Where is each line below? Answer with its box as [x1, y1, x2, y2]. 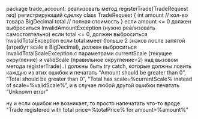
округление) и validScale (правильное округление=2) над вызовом [6, 56, 178, 63]
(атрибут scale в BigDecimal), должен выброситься [6, 43, 137, 50]
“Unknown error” [6, 88, 49, 95]
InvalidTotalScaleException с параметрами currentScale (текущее [6, 50, 172, 56]
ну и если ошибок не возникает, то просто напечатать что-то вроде [6, 100, 181, 107]
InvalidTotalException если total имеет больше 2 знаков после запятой [6, 37, 185, 44]
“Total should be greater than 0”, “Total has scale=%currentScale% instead [6, 75, 193, 82]
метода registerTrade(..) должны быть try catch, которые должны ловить [6, 63, 192, 70]
